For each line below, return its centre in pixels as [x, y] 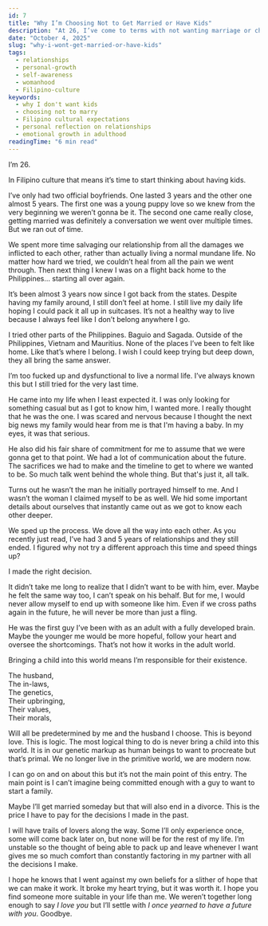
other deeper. [31, 515]
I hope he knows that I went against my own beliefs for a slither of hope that [133, 879]
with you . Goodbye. [40, 913]
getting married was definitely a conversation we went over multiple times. [131, 221]
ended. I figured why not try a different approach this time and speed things [133, 547]
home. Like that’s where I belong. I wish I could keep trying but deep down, [132, 351]
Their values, [30, 709]
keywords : [25, 97]
